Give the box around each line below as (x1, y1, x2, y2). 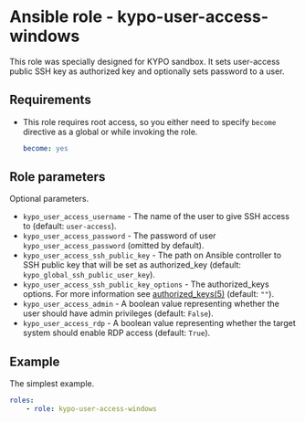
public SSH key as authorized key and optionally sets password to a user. (9, 66, 285, 77)
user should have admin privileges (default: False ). (22, 308, 215, 319)
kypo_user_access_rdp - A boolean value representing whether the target (22, 318, 296, 329)
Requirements (9, 92, 91, 108)
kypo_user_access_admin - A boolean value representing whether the (22, 299, 280, 310)
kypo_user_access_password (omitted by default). (22, 240, 205, 251)
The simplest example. (9, 378, 95, 389)
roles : (9, 396, 35, 406)
